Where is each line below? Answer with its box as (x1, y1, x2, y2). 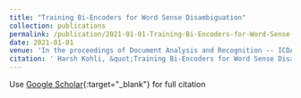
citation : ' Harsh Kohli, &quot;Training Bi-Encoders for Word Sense (9, 54, 275, 63)
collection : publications (9, 21, 106, 30)
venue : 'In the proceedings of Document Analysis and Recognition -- (9, 46, 275, 55)
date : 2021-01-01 (9, 37, 74, 47)
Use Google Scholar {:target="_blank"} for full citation (9, 79, 206, 89)
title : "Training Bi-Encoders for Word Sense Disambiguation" (9, 12, 246, 22)
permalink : (9, 29, 50, 38)
